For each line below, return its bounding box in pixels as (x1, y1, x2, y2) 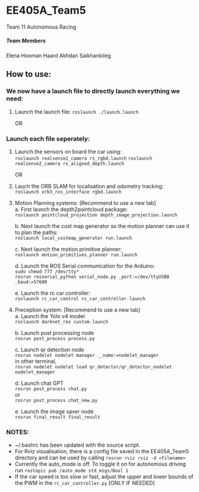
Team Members (6, 37, 46, 44)
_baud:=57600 (14, 279, 48, 285)
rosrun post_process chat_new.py (14, 397, 98, 403)
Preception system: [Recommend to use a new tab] (14, 306, 141, 313)
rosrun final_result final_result (14, 414, 100, 420)
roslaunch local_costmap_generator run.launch (14, 235, 132, 241)
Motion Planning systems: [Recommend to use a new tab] (14, 199, 156, 206)
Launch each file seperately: (6, 135, 90, 143)
